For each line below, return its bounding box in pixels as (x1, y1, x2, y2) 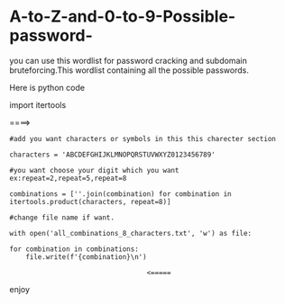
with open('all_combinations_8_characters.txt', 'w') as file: (9, 228, 253, 237)
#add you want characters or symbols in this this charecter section (9, 134, 277, 143)
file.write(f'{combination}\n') (25, 252, 147, 262)
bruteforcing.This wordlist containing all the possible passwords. (9, 65, 250, 76)
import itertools (9, 99, 67, 110)
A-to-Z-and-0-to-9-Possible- (9, 6, 236, 27)
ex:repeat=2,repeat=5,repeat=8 (9, 174, 127, 183)
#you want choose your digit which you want (9, 165, 179, 174)
